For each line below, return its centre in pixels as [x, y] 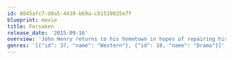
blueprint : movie [32, 20]
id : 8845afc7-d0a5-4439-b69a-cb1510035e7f [69, 13]
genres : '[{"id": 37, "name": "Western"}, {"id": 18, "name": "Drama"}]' [116, 46]
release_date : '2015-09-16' [48, 33]
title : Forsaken [31, 26]
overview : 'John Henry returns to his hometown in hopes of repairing [111, 39]
